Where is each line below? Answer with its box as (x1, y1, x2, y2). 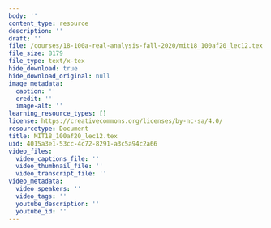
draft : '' (8, 34, 42, 43)
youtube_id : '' (15, 207, 67, 215)
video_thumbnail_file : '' (15, 163, 104, 171)
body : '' (8, 11, 38, 20)
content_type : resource (8, 19, 89, 27)
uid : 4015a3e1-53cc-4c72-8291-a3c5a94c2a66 (8, 139, 158, 148)
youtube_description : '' (15, 200, 100, 208)
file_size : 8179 (8, 49, 63, 57)
